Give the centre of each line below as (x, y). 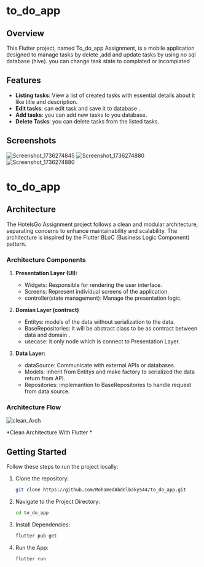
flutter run (30, 559)
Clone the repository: (42, 479)
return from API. (45, 378)
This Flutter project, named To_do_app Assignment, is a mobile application (100, 48)
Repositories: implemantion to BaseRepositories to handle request (108, 385)
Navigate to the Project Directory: (57, 501)
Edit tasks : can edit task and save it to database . (77, 108)
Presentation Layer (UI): (46, 273)
